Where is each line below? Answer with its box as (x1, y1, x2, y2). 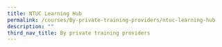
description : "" (7, 23, 54, 30)
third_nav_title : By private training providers (7, 29, 151, 37)
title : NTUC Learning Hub (7, 10, 82, 17)
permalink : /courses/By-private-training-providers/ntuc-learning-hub (7, 17, 216, 23)
